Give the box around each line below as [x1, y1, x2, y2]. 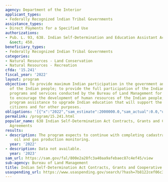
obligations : [5, 109, 32, 115]
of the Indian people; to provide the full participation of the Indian [9, 86, 164, 91]
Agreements [9, 123, 32, 128]
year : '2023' [9, 151, 37, 156]
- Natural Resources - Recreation [5, 63, 77, 68]
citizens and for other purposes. [9, 105, 81, 110]
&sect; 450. [9, 40, 35, 45]
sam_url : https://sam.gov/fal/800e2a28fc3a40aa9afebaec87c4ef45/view [5, 156, 153, 161]
